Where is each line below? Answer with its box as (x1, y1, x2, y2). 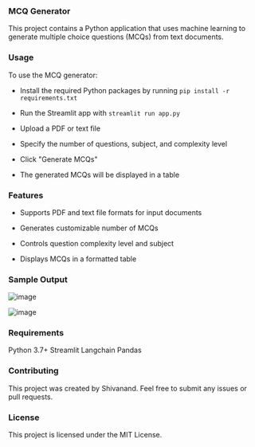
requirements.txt (19, 94, 78, 102)
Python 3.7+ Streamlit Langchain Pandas (8, 345, 142, 355)
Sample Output (8, 273, 68, 284)
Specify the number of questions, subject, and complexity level (19, 139, 228, 148)
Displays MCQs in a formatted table (19, 253, 137, 264)
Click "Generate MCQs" (19, 154, 98, 164)
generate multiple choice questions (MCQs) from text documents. (8, 32, 225, 41)
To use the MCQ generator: (8, 70, 98, 80)
